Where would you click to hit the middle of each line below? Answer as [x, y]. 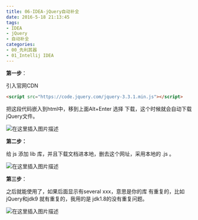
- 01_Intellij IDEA [30, 55]
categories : [21, 45]
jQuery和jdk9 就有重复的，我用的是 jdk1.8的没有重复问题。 [77, 199]
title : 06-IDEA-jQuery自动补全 [43, 12]
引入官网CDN [22, 86]
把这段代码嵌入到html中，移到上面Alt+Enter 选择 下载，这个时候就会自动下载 [99, 109]
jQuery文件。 [22, 116]
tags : [13, 22]
